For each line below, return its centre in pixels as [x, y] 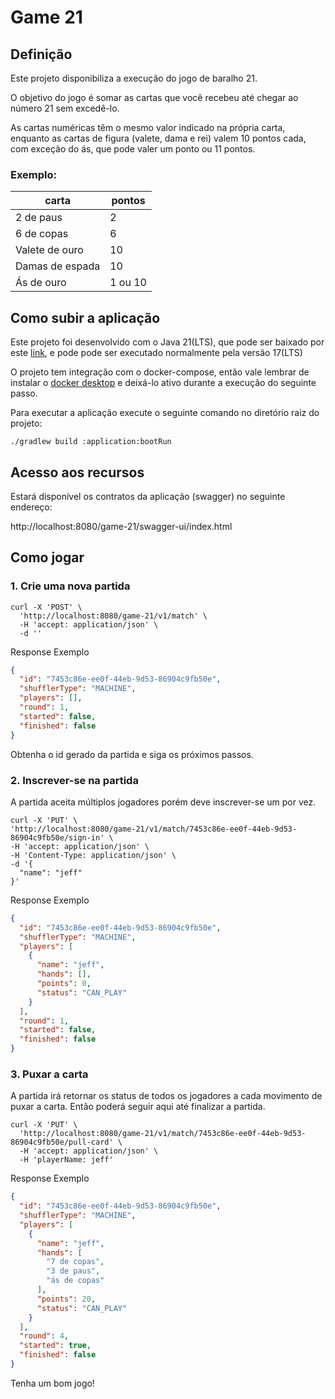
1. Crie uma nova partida [70, 586]
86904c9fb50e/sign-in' [57, 837]
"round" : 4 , [44, 1336]
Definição [41, 54]
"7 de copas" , [75, 1262]
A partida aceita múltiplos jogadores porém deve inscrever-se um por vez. [163, 802]
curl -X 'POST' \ [46, 607]
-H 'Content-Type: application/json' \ [93, 855]
